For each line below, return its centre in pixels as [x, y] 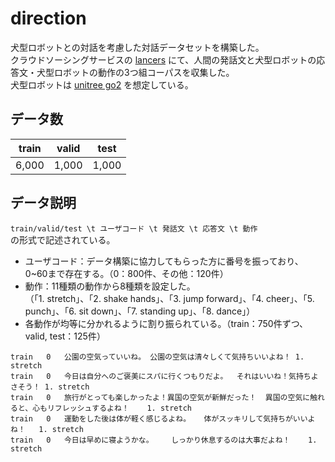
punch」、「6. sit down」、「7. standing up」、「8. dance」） [140, 311]
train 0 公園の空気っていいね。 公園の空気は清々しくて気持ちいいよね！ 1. [157, 357]
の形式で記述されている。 [63, 239]
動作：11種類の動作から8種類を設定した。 [110, 286]
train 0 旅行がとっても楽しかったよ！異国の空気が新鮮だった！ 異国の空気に [160, 397]
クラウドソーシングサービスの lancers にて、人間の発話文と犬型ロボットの [163, 59]
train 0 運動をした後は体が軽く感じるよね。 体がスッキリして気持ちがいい [159, 418]
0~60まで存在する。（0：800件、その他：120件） [126, 273]
